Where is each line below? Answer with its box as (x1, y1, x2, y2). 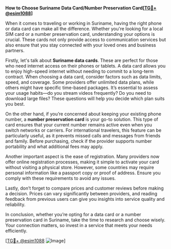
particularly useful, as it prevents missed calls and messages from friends (5, 133, 161, 138)
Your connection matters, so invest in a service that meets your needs (5, 222, 153, 228)
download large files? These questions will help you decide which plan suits (5, 95, 165, 101)
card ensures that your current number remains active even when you (5, 122, 152, 128)
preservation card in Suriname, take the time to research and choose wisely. (5, 217, 166, 223)
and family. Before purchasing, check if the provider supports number (5, 138, 152, 144)
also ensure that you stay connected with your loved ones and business (5, 42, 156, 48)
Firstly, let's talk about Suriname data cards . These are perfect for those (5, 57, 158, 64)
